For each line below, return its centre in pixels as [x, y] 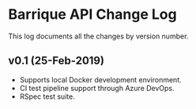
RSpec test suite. [47, 96]
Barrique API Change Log [92, 15]
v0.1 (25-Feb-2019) [57, 61]
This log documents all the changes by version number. [98, 36]
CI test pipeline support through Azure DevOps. [97, 88]
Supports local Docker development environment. [100, 79]
